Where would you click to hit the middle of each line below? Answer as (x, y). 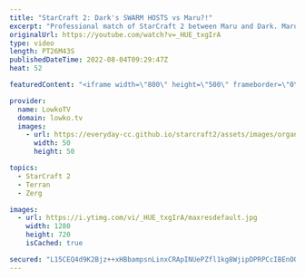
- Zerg (30, 193)
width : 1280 (48, 226)
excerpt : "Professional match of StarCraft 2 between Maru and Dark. (144, 26)
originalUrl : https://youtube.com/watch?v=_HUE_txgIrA (115, 34)
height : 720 (48, 235)
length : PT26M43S (42, 52)
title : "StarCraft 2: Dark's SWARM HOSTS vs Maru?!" (111, 18)
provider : (28, 101)
